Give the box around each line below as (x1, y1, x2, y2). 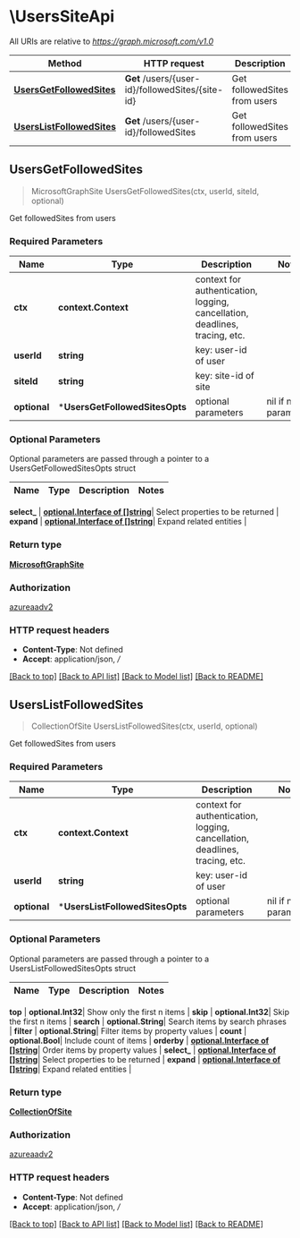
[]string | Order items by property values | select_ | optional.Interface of (9, 1045, 277, 1055)
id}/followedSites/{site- (124, 83, 223, 96)
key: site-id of (195, 370, 254, 382)
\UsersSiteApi (9, 6, 115, 27)
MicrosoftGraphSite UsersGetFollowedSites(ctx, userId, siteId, (30, 185, 260, 196)
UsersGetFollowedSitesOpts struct (9, 463, 137, 474)
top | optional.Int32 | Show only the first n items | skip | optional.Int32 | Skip (9, 1006, 290, 1017)
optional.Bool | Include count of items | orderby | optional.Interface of (9, 1035, 270, 1046)
